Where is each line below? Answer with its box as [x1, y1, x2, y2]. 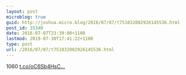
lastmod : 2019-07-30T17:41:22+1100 [6, 36, 94, 42]
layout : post [6, 8, 38, 15]
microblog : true [6, 14, 46, 20]
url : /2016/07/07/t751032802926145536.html [6, 47, 115, 53]
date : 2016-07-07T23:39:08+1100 [6, 30, 85, 36]
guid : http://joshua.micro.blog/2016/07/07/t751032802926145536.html [6, 19, 181, 25]
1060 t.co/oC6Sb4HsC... [6, 63, 66, 70]
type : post [6, 42, 33, 47]
